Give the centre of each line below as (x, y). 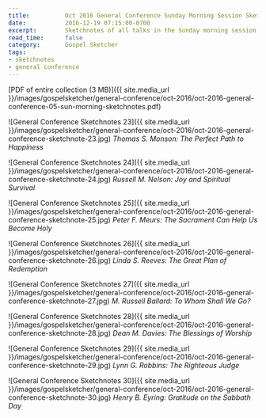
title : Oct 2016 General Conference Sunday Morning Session (125, 15)
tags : (17, 52)
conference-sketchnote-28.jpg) (60, 332)
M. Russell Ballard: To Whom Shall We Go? (181, 301)
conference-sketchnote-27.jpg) (59, 301)
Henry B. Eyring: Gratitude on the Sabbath (182, 397)
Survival (22, 188)
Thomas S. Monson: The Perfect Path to (178, 139)
